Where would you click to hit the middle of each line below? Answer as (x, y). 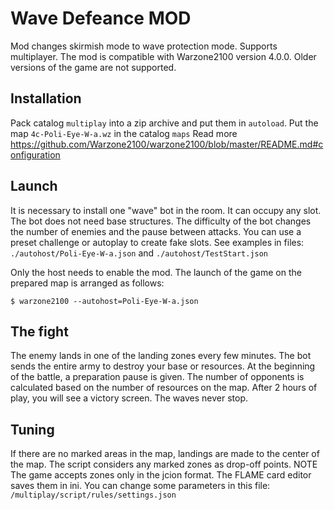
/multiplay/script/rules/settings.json (93, 495)
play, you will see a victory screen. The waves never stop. (129, 398)
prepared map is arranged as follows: (87, 283)
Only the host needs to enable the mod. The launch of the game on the (156, 272)
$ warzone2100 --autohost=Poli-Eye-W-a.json (104, 301)
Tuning (32, 429)
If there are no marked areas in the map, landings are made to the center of (165, 454)
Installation (46, 98)
